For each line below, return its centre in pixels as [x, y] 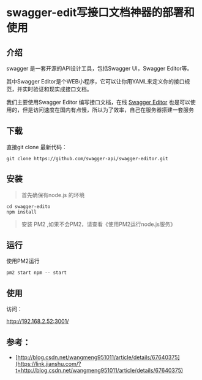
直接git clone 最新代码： [37, 147]
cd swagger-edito [28, 206]
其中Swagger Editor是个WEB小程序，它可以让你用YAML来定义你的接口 [95, 81]
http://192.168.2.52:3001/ [38, 321]
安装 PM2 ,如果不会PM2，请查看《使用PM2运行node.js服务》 [99, 224]
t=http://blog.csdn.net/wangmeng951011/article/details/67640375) [99, 370]
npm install [21, 212]
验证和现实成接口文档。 [62, 89]
